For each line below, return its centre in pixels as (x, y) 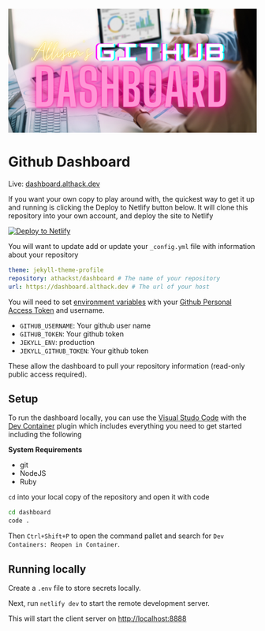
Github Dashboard (69, 162)
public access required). (48, 374)
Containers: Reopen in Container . (64, 544)
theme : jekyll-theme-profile (56, 270)
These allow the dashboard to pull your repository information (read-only (127, 366)
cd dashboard (30, 513)
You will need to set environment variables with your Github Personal (120, 302)
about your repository (43, 254)
